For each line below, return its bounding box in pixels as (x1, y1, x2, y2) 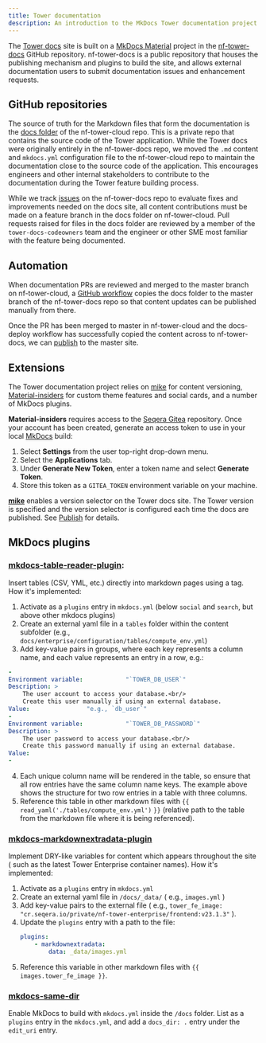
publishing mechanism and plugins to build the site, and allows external (8, 57, 242, 68)
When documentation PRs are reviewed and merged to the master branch (8, 280, 249, 290)
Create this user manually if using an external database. (22, 697, 222, 705)
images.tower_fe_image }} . (19, 971, 108, 980)
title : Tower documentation (8, 11, 102, 20)
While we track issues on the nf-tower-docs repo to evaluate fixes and (8, 193, 238, 203)
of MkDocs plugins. (8, 399, 72, 408)
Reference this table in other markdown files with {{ (19, 797, 190, 806)
